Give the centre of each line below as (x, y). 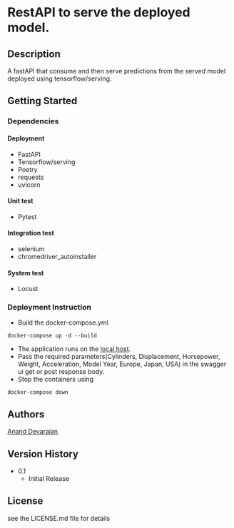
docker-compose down (38, 392)
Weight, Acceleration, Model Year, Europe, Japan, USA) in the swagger (122, 364)
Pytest (27, 217)
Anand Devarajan (33, 432)
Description (34, 54)
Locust (28, 289)
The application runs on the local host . (74, 349)
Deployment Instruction (49, 308)
